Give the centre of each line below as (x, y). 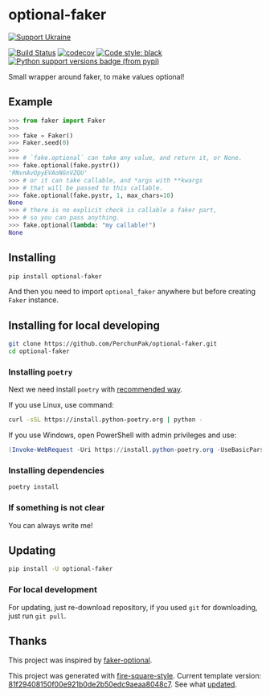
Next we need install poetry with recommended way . (96, 389)
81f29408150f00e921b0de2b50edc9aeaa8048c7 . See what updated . (123, 684)
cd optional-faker (39, 351)
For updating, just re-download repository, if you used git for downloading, (133, 607)
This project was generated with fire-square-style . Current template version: (135, 676)
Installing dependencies (56, 470)
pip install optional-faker (55, 276)
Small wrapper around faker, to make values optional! (96, 76)
